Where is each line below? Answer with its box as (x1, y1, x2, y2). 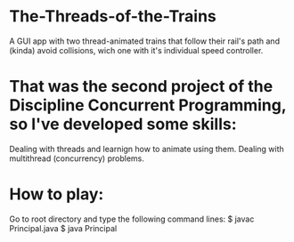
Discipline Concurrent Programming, (9, 95, 287, 116)
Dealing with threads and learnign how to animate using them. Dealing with (9, 143, 285, 154)
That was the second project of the (9, 77, 274, 97)
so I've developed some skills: (9, 114, 238, 134)
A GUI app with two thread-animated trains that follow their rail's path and (9, 36, 281, 46)
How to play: (9, 184, 104, 205)
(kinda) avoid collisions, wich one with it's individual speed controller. (9, 44, 264, 55)
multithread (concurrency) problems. (9, 153, 144, 164)
